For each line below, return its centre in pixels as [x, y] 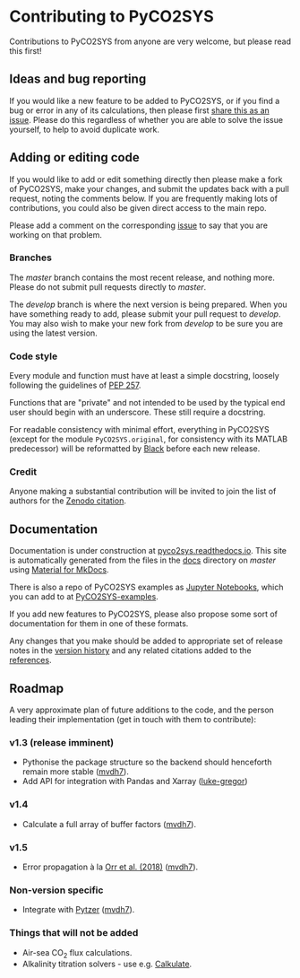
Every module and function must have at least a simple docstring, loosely [144, 376]
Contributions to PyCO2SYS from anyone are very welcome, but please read [150, 41]
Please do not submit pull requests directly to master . [108, 287]
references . [30, 660]
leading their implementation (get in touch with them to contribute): [133, 720]
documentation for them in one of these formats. [99, 624]
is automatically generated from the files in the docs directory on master [142, 560]
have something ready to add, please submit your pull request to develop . [145, 314]
